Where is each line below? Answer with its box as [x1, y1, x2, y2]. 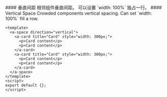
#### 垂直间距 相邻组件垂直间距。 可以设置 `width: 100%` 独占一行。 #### [5, 5, 162, 11]
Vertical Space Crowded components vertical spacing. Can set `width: [5, 10, 152, 16]
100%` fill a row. [5, 16, 39, 21]
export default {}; [5, 83, 47, 88]
